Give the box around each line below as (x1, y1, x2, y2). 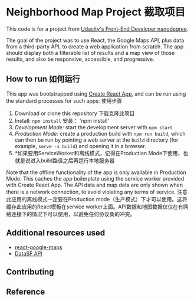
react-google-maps (14, 243, 63, 251)
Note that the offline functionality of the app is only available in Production (6, 169, 187, 176)
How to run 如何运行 (6, 74, 81, 84)
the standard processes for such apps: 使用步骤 (6, 97, 123, 104)
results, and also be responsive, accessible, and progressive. (6, 55, 154, 63)
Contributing (6, 267, 54, 277)
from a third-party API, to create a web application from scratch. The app (6, 42, 184, 50)
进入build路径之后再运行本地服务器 (30, 157, 115, 164)
